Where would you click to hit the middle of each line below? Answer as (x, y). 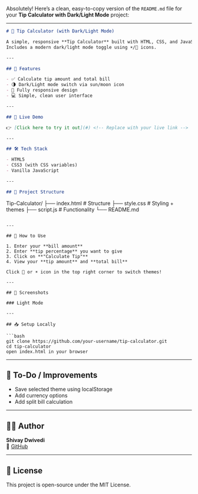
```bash (16, 336)
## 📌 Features (24, 68)
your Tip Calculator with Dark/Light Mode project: (68, 15)
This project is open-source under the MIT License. (69, 485)
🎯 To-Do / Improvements (52, 375)
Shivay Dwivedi (26, 440)
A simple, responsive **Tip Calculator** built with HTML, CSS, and (92, 42)
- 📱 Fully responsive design (42, 90)
